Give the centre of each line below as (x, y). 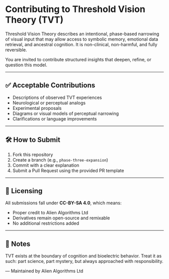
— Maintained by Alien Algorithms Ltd (44, 271)
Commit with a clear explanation (46, 165)
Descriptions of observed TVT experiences (57, 97)
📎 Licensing (24, 191)
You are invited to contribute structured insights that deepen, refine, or (78, 59)
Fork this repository (33, 155)
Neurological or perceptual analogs (49, 103)
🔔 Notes (18, 244)
